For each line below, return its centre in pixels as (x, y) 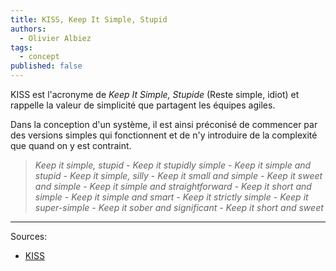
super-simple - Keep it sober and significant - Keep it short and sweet (179, 207)
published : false (46, 66)
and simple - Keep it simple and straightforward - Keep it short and (173, 186)
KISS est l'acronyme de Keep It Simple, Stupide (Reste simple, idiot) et (155, 94)
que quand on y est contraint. (71, 145)
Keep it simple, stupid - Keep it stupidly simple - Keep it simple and (173, 165)
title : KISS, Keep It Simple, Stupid (89, 19)
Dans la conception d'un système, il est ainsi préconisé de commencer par (164, 124)
